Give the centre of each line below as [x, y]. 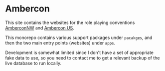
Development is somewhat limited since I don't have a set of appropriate [79, 52]
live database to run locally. [33, 63]
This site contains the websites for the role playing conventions [70, 22]
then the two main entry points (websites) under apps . [60, 42]
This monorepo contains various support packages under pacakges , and [79, 37]
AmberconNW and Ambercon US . [40, 27]
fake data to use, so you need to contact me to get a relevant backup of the [82, 57]
